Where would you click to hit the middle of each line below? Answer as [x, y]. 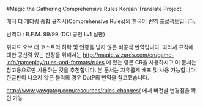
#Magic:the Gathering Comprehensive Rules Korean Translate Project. [95, 9]
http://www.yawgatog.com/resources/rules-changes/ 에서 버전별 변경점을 [98, 90]
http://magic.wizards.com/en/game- [128, 55]
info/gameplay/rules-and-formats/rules [56, 62]
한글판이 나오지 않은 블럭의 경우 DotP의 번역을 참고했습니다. [78, 78]
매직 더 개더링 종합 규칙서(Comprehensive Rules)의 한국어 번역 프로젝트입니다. [101, 21]
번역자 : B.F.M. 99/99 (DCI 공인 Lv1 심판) [56, 34]
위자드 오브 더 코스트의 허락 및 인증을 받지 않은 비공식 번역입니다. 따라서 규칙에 [100, 47]
